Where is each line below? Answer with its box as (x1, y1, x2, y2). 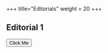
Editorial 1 (6, 22, 44, 33)
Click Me (9, 39, 29, 46)
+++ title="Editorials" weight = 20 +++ (6, 5, 103, 12)
